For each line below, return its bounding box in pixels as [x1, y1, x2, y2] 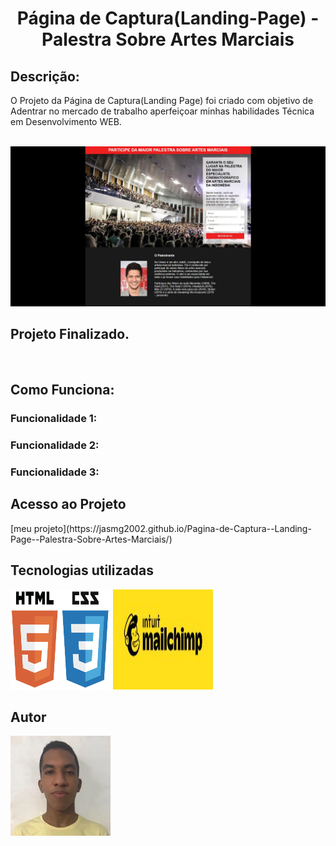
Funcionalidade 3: [10, 465, 100, 479]
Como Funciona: [10, 382, 115, 399]
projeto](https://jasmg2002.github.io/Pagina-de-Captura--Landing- [33, 522, 312, 534]
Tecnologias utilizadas [10, 562, 154, 579]
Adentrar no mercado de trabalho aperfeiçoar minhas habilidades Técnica [10, 105, 315, 117]
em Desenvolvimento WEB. [10, 116, 122, 127]
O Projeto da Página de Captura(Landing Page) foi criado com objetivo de [10, 95, 314, 106]
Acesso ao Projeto [10, 496, 127, 513]
